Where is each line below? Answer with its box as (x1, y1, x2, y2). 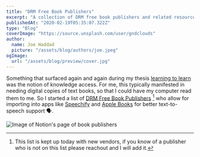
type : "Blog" (6, 25, 39, 31)
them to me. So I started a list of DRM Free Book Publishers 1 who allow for (6, 93, 189, 101)
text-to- (158, 101, 178, 108)
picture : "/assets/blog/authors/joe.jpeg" (11, 47, 118, 53)
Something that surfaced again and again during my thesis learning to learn (6, 75, 192, 82)
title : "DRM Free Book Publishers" (6, 8, 95, 15)
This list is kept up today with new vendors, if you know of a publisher (14, 138, 186, 145)
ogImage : (6, 53, 28, 59)
